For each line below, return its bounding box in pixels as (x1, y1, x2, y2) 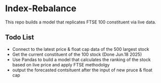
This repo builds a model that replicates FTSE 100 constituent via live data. (5, 19, 157, 25)
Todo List (5, 33, 34, 41)
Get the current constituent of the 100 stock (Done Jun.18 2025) (12, 51, 142, 57)
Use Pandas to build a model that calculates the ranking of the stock (12, 57, 151, 62)
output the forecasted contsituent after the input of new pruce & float (12, 67, 153, 73)
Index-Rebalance (5, 3, 77, 14)
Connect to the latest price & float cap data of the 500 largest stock (12, 46, 149, 52)
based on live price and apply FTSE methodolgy (12, 62, 110, 67)
